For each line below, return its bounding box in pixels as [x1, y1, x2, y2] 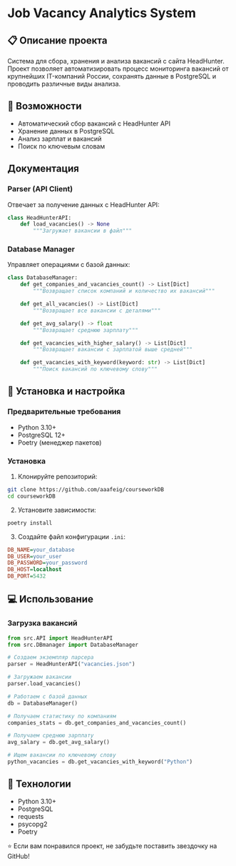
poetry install [7, 519, 53, 526]
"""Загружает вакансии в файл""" [33, 227, 133, 235]
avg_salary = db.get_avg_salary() [7, 739, 111, 746]
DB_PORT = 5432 [7, 573, 46, 580]
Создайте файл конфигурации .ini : [17, 532, 126, 540]
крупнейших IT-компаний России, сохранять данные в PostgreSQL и [7, 72, 216, 80]
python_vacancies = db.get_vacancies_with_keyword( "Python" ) [7, 758, 193, 765]
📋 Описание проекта [7, 34, 108, 46]
